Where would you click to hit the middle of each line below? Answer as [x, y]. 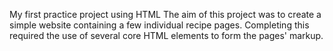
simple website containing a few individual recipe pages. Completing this [159, 25]
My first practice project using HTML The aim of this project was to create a [165, 14]
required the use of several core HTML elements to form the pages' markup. [166, 35]
